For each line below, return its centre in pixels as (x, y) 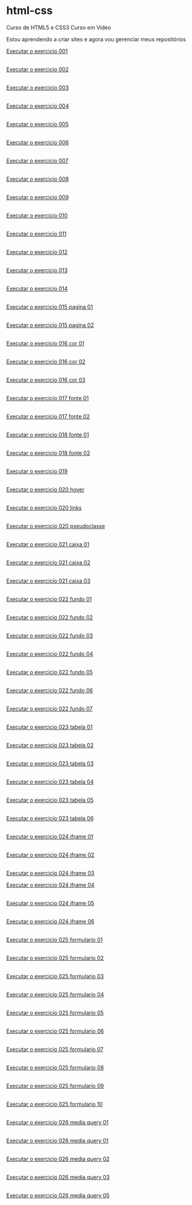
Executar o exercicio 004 (38, 106)
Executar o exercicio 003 (38, 87)
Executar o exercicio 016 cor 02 (46, 361)
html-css (29, 11)
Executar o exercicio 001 (37, 51)
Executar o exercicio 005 (37, 124)
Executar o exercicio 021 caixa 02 (48, 562)
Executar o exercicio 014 (37, 288)
